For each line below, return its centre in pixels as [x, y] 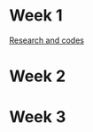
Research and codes [46, 40]
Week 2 [38, 76]
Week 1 [36, 16]
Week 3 [38, 117]
